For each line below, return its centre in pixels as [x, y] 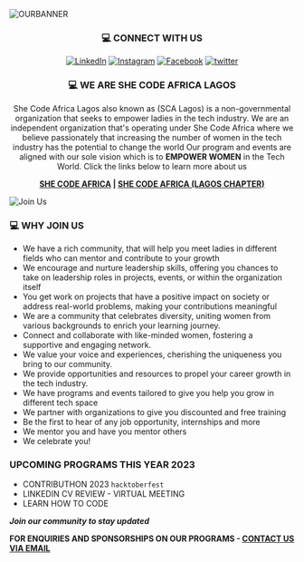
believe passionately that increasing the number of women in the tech [152, 137]
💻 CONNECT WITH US [152, 38]
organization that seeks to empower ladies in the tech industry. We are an [152, 118]
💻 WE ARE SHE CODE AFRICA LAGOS [152, 85]
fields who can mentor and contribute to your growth [121, 257]
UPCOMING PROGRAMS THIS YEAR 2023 [102, 464]
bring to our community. [67, 363]
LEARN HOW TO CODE [65, 504]
